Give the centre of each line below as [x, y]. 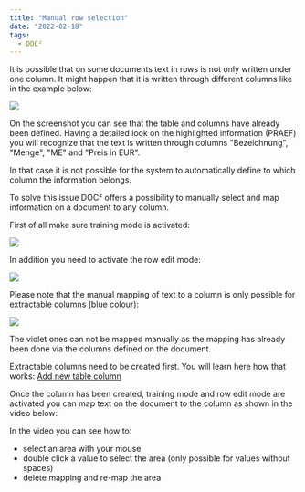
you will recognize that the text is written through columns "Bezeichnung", [149, 143]
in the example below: [51, 89]
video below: [34, 413]
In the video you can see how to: [71, 431]
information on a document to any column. [89, 207]
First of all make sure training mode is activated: [100, 225]
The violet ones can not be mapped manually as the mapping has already [147, 340]
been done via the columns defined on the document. [110, 349]
